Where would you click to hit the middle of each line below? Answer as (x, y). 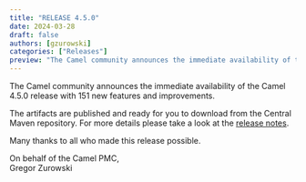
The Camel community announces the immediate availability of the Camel (148, 86)
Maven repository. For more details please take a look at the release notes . (149, 123)
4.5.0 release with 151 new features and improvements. (112, 96)
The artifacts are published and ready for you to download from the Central (150, 113)
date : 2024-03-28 (42, 26)
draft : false (34, 35)
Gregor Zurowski (41, 168)
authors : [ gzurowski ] (51, 43)
